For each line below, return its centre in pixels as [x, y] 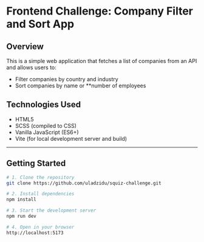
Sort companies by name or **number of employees [80, 86]
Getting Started [36, 163]
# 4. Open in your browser [40, 227]
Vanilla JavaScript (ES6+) [47, 132]
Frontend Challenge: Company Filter [100, 11]
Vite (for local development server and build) [71, 138]
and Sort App [40, 24]
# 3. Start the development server [51, 210]
